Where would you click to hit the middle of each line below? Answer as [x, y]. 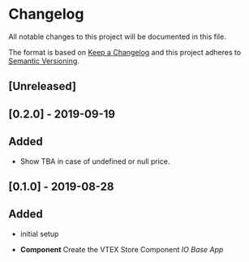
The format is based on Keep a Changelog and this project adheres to [125, 52]
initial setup [39, 234]
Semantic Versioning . [44, 61]
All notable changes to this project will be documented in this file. [118, 37]
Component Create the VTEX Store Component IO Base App [122, 249]
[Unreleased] [43, 86]
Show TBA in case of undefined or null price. [95, 161]
